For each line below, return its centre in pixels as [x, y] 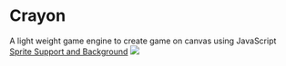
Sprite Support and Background [69, 52]
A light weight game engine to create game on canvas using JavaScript [143, 41]
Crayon [38, 16]
